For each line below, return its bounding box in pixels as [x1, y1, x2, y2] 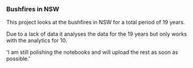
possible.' [6, 55, 30, 63]
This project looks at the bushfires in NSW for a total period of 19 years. [6, 19, 185, 26]
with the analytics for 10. [6, 37, 68, 44]
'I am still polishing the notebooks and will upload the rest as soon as [6, 49, 178, 56]
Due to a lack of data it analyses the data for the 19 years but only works [6, 30, 187, 38]
